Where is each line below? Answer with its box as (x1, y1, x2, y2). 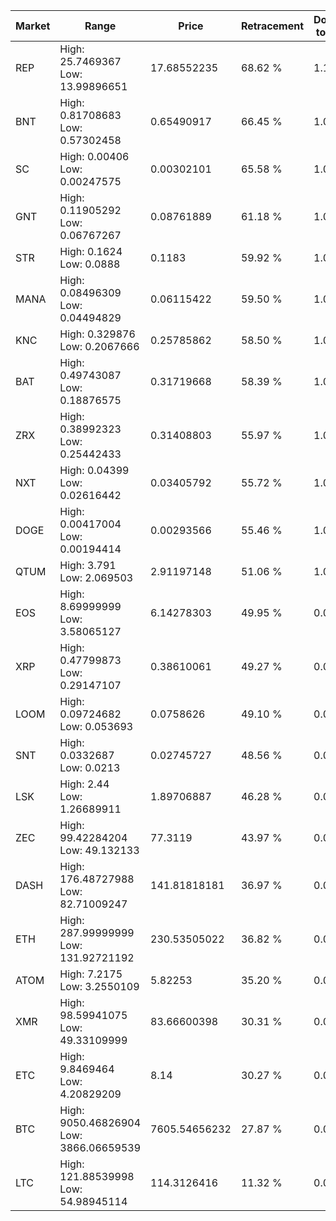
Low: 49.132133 (59, 844, 140, 857)
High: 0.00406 (59, 150, 130, 163)
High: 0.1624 (59, 245, 123, 258)
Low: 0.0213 (59, 761, 121, 774)
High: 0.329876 (59, 327, 136, 341)
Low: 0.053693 (59, 720, 134, 733)
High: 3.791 (59, 559, 117, 572)
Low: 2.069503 (59, 571, 134, 584)
